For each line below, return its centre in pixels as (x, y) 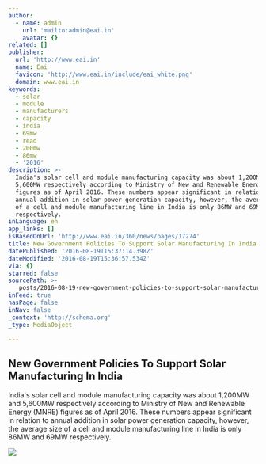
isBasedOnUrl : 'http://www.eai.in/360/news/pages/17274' (104, 237)
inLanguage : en (33, 222)
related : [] (28, 45)
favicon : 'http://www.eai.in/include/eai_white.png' (104, 74)
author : (21, 15)
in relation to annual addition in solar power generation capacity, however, (129, 420)
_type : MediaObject (40, 325)
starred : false (33, 273)
